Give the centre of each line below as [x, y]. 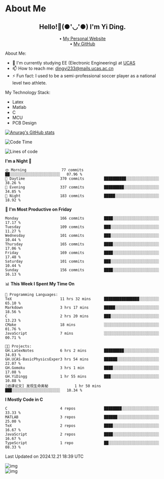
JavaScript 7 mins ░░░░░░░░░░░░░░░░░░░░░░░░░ [82, 333]
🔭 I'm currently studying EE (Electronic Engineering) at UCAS [74, 63]
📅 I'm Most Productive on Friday [39, 209]
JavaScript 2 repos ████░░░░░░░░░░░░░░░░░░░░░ [82, 434]
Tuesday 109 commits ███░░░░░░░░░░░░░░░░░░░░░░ [82, 227]
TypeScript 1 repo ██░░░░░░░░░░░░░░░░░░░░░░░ [82, 443]
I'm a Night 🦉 [18, 161]
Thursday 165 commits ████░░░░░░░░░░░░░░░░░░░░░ [82, 244]
